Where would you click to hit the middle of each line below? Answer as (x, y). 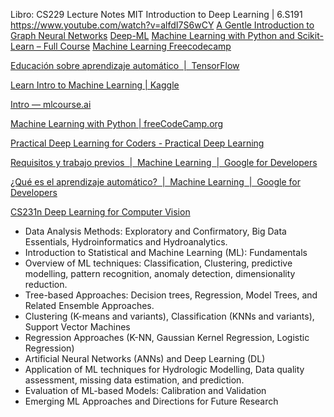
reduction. (46, 284)
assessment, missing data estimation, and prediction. (134, 380)
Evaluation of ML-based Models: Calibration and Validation (145, 390)
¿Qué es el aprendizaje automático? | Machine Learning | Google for (155, 182)
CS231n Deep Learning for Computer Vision (100, 212)
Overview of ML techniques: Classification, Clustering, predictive (158, 263)
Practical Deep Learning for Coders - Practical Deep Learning (137, 143)
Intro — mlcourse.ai (51, 104)
